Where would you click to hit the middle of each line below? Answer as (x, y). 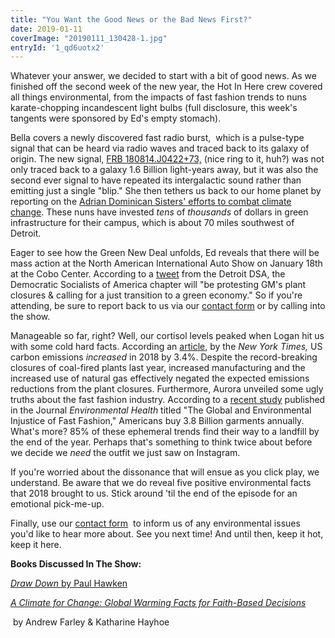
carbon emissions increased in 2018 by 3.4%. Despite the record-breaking (164, 357)
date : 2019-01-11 (46, 29)
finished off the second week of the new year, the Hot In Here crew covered (166, 87)
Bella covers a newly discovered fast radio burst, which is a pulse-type (157, 138)
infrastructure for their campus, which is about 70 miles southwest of (152, 223)
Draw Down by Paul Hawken (69, 583)
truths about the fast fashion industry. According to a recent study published (168, 400)
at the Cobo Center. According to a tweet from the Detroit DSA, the (148, 274)
